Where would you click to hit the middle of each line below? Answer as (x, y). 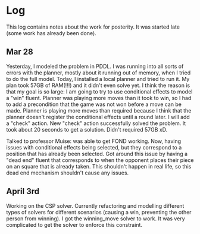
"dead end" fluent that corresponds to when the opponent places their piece (100, 160)
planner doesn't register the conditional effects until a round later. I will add (98, 117)
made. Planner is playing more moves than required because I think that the (99, 110)
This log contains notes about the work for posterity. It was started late (93, 27)
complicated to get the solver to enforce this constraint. (74, 224)
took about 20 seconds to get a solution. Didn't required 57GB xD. (87, 129)
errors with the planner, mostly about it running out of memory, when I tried (99, 73)
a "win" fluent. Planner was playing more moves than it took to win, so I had (99, 98)
